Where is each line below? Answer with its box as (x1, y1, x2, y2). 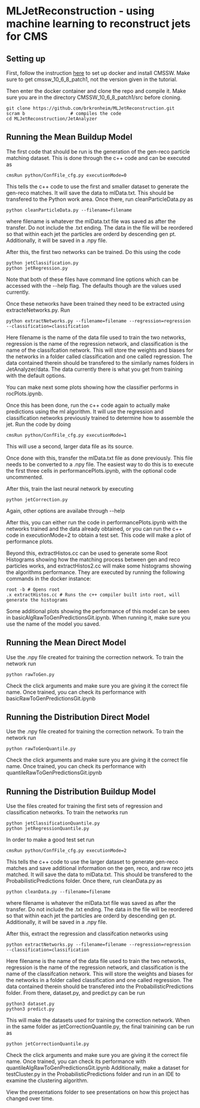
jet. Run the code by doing (6, 421, 71, 428)
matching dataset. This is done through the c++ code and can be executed (6, 154, 190, 161)
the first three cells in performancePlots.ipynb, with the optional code (6, 467, 177, 474)
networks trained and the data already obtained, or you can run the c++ (6, 525, 183, 532)
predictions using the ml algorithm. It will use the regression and (6, 407, 164, 415)
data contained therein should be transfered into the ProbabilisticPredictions (6, 983, 194, 990)
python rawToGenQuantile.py (6, 746, 76, 752)
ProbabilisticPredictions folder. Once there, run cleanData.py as (6, 877, 162, 884)
